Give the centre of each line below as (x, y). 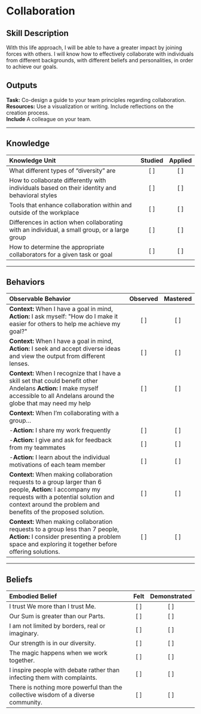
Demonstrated (171, 596)
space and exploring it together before (63, 544)
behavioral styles (33, 195)
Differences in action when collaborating (66, 222)
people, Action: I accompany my (55, 490)
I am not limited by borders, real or (57, 626)
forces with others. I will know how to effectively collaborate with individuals (100, 54)
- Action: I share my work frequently (60, 430)
